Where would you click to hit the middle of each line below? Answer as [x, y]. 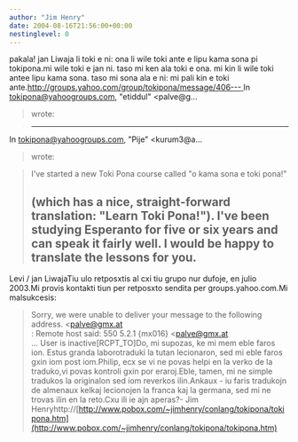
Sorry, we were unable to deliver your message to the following [146, 315]
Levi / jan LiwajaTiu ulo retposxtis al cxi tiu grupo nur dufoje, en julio [133, 279]
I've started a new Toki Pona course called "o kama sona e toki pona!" [159, 174]
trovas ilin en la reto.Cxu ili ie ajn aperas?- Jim [115, 399]
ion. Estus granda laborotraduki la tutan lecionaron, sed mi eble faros [157, 352]
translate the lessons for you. [114, 257]
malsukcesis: [33, 297]
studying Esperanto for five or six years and [154, 229]
